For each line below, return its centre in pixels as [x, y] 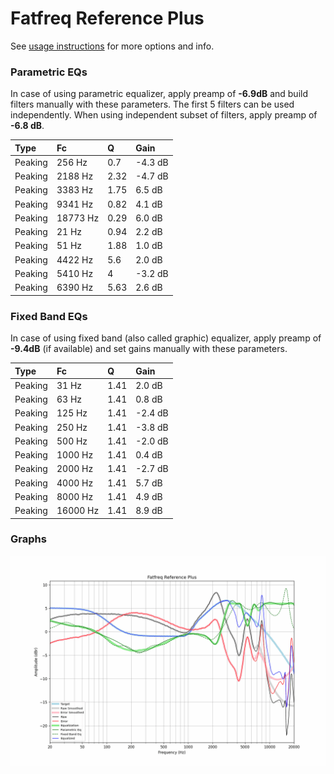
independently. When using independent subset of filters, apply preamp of [164, 115]
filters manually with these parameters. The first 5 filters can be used [152, 104]
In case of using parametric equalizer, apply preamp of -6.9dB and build [159, 94]
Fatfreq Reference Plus [107, 18]
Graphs [28, 539]
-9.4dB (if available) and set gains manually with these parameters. [149, 349]
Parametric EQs [49, 72]
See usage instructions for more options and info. [112, 46]
